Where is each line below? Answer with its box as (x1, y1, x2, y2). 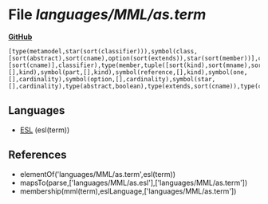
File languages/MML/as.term (8, 6, 207, 24)
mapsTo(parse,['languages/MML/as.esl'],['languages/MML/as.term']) (19, 178, 248, 187)
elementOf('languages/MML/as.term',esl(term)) (19, 169, 176, 178)
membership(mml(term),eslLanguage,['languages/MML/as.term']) (19, 186, 237, 196)
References (8, 148, 67, 162)
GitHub (8, 32, 33, 41)
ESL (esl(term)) (19, 125, 70, 135)
